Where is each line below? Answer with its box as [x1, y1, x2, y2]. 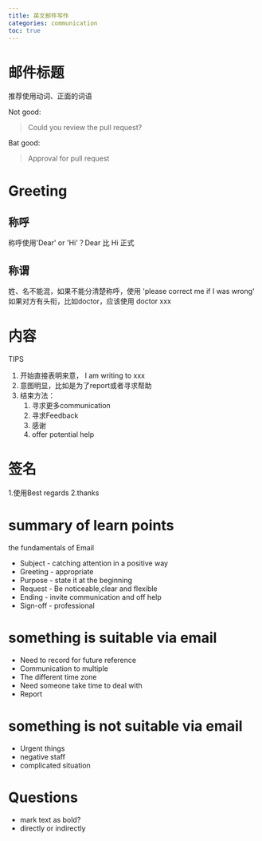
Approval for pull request [27, 153, 110, 164]
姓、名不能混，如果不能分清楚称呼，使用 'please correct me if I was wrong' [8, 287, 255, 296]
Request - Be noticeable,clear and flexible [19, 584, 158, 593]
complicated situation [19, 760, 92, 770]
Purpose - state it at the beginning [19, 575, 133, 585]
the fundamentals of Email [8, 542, 94, 552]
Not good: [8, 107, 41, 117]
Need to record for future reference [19, 655, 137, 664]
